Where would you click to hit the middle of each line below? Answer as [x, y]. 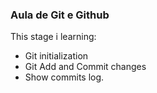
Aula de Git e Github [60, 15]
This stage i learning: [53, 37]
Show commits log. [64, 77]
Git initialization [56, 56]
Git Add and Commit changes [85, 67]
